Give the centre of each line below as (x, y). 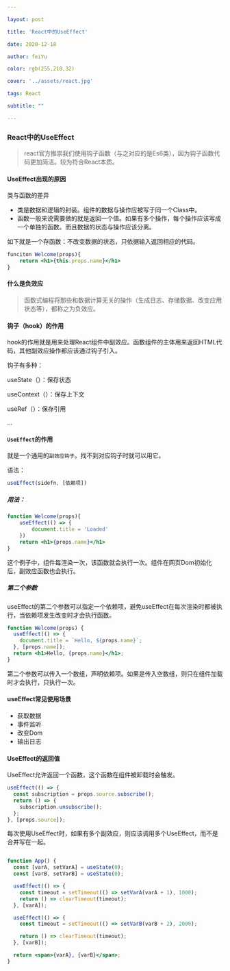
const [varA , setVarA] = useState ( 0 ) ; (69, 868)
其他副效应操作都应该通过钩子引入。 (70, 351)
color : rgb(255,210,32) (41, 69)
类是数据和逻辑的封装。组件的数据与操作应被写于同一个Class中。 (109, 210)
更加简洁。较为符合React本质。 (74, 162)
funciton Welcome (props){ (44, 255)
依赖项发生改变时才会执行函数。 (70, 615)
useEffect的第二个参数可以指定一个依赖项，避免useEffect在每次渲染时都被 (112, 606)
